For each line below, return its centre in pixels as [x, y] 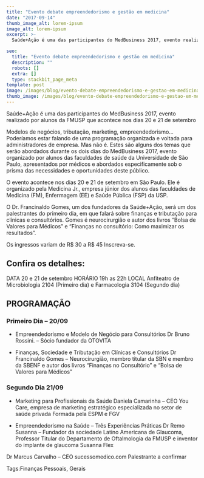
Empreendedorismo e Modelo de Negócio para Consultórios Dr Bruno [102, 334]
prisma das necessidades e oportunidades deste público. [78, 170]
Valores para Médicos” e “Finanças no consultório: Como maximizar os [95, 226]
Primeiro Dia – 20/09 [37, 321]
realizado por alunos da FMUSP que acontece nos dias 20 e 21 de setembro [101, 120]
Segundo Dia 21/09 [35, 388]
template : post [25, 85]
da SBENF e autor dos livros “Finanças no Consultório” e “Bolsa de [98, 366]
